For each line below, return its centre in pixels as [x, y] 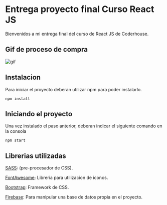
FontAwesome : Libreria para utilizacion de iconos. [57, 178]
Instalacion [23, 77]
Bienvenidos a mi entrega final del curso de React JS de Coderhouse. [77, 34]
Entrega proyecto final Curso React [80, 9]
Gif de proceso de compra [46, 49]
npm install [18, 99]
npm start [16, 141]
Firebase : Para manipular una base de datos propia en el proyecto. [74, 197]
